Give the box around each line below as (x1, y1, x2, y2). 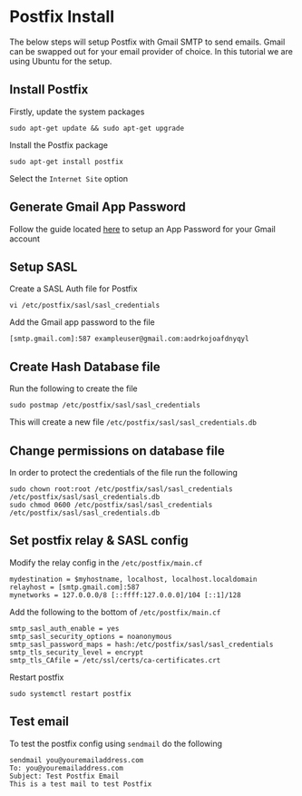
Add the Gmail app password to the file (9, 317, 156, 328)
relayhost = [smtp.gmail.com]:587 (9, 583, 141, 592)
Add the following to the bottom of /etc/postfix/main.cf (9, 606, 221, 617)
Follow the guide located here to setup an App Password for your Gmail (9, 223, 277, 234)
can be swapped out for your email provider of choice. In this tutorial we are (9, 45, 293, 56)
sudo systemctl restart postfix (9, 689, 132, 698)
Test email (9, 714, 70, 730)
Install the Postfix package (9, 139, 109, 151)
